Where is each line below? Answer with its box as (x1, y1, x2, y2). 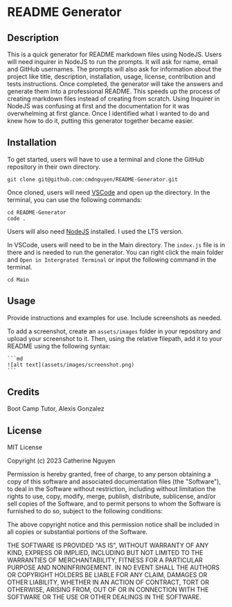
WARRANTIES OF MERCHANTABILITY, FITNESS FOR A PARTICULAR (7, 556, 203, 565)
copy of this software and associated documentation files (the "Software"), (7, 477, 222, 486)
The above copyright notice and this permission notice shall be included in (7, 520, 220, 529)
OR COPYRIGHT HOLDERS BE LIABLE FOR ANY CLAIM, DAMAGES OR (7, 571, 208, 579)
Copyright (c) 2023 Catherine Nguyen (7, 456, 116, 465)
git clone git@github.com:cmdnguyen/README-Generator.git (7, 176, 178, 183)
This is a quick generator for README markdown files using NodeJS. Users (7, 50, 222, 58)
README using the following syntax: (7, 342, 111, 350)
